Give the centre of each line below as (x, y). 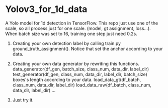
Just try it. (23, 100)
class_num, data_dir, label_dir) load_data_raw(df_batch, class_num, (82, 85)
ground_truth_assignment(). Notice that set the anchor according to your (88, 48)
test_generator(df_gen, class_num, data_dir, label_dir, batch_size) (80, 74)
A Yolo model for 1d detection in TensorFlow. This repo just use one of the (82, 23)
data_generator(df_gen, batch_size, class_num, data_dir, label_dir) (81, 69)
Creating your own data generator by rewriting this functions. (76, 63)
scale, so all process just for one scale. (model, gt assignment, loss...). (78, 28)
